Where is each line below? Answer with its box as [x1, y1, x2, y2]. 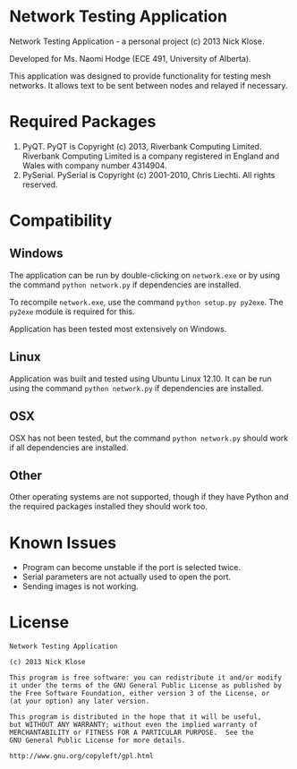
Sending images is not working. [21, 581, 139, 592]
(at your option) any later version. [9, 696, 150, 706]
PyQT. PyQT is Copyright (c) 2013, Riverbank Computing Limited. [21, 141, 262, 151]
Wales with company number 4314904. [21, 159, 167, 171]
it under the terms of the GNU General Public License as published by [9, 681, 282, 690]
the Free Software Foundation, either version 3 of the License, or [9, 689, 270, 698]
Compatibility [9, 210, 113, 231]
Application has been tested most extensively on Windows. [9, 323, 227, 334]
